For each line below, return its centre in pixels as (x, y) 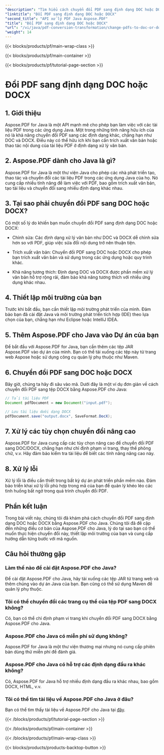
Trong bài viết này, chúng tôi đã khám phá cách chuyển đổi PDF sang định (80, 518)
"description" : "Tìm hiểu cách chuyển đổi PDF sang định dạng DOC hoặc (79, 10)
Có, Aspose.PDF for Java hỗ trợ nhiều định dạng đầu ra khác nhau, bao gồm (82, 681)
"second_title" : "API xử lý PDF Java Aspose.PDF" (57, 19)
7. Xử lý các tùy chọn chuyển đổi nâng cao (70, 431)
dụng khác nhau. (29, 282)
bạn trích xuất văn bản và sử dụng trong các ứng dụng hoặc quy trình (82, 257)
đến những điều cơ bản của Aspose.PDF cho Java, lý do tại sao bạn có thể (80, 528)
